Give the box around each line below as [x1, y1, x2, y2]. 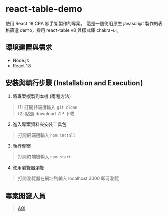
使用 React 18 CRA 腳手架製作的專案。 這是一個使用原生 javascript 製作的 [5, 20, 159, 26]
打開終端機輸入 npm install [17, 132, 76, 138]
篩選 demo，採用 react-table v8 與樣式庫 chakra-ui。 [9, 26, 121, 33]
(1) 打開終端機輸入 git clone [17, 104, 78, 110]
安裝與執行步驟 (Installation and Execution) [5, 78, 143, 87]
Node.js [12, 57, 30, 63]
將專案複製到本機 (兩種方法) [12, 93, 71, 99]
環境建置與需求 [5, 43, 52, 52]
